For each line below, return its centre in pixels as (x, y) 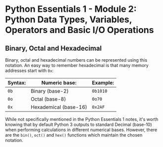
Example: (103, 83)
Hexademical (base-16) (59, 107)
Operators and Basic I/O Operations (80, 30)
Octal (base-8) (48, 99)
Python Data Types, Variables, (69, 19)
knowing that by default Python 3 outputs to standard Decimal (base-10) (79, 125)
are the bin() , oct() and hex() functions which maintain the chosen (74, 135)
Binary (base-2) (50, 91)
